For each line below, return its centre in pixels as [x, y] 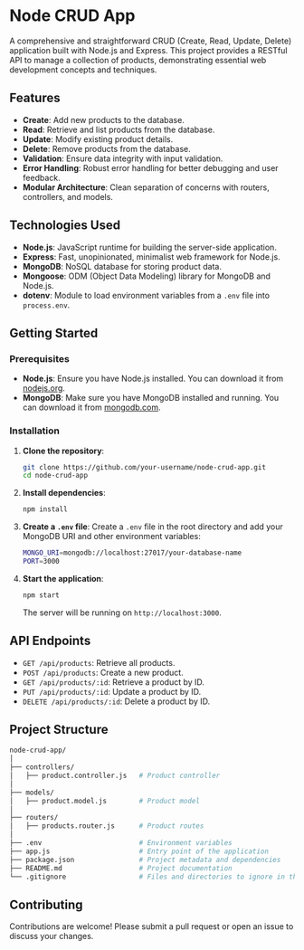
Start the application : [63, 578]
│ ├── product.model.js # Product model [105, 801]
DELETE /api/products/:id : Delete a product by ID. [116, 701]
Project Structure [59, 730]
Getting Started [54, 332]
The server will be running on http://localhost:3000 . [122, 613]
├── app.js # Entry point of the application [139, 851]
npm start [41, 595]
